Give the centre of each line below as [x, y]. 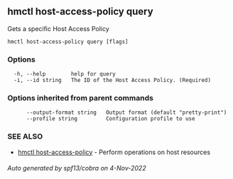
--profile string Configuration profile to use [110, 119]
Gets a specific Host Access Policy [59, 28]
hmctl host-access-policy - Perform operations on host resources [114, 152]
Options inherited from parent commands [81, 98]
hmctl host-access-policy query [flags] [68, 42]
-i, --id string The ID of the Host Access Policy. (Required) [113, 81]
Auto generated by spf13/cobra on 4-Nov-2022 [77, 168]
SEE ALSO [25, 137]
